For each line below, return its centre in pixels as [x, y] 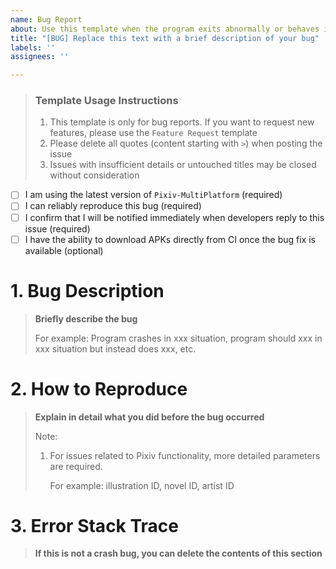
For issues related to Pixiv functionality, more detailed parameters [185, 455]
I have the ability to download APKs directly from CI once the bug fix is [170, 239]
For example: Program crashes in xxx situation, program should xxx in [178, 338]
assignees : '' [40, 57]
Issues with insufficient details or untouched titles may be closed [183, 165]
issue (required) [57, 228]
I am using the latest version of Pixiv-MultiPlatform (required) [153, 195]
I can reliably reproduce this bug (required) [113, 206]
